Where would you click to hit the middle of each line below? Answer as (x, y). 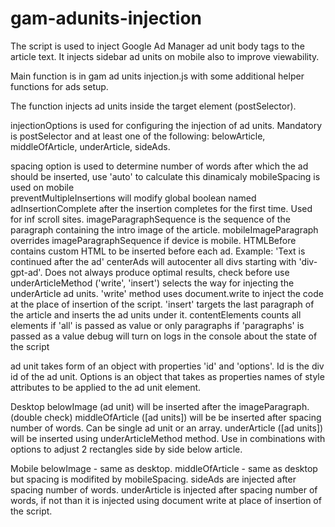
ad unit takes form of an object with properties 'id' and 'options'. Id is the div (167, 366)
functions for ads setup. (59, 86)
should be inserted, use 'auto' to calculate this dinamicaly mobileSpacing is (165, 176)
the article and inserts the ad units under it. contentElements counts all (156, 314)
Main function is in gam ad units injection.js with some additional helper (157, 76)
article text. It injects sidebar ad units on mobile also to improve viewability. (165, 56)
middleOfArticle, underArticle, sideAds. (90, 146)
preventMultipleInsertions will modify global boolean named (133, 198)
